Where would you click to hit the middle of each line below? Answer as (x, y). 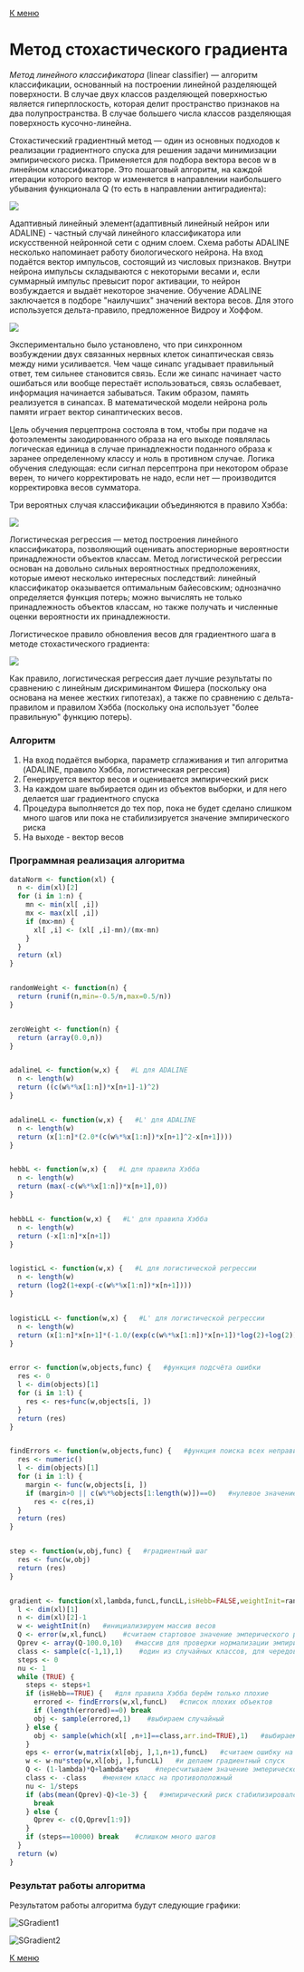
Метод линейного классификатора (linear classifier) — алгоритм (133, 74)
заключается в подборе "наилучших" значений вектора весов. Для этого (152, 300)
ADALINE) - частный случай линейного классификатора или (125, 233)
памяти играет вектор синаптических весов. (96, 412)
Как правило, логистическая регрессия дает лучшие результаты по (141, 678)
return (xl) (40, 956)
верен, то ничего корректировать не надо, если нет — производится (143, 477)
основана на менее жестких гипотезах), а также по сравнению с (136, 697)
